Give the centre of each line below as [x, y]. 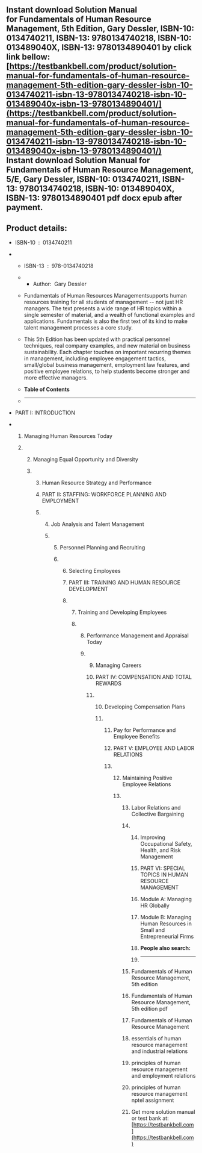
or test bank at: [150, 1118]
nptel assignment [153, 1100]
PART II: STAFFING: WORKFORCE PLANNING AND [104, 495]
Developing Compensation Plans [145, 707]
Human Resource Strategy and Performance [97, 483]
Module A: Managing [166, 899]
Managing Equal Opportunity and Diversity [85, 460]
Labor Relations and [156, 808]
